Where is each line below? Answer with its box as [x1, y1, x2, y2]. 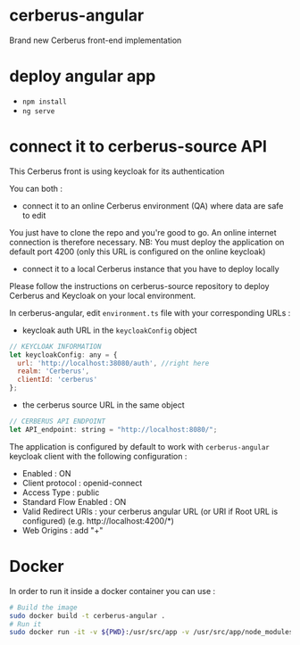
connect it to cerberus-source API [9, 136, 268, 157]
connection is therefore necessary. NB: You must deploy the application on [9, 236, 285, 247]
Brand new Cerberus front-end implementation [9, 35, 182, 45]
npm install [21, 97, 67, 106]
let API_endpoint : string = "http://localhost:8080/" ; [9, 425, 218, 434]
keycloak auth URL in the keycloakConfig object [21, 325, 198, 335]
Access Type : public [21, 487, 100, 498]
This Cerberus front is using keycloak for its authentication [9, 166, 225, 177]
